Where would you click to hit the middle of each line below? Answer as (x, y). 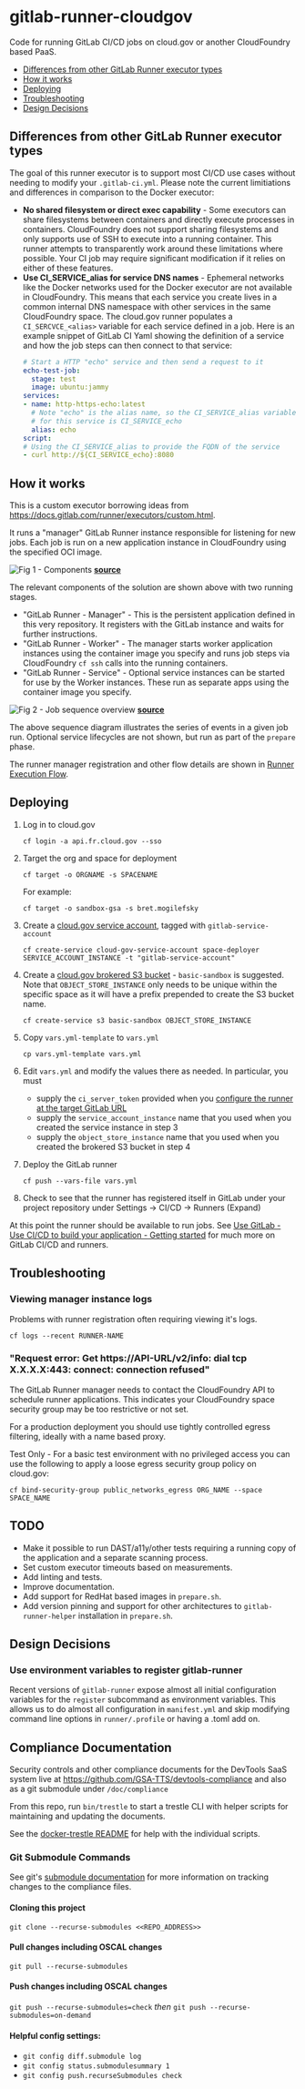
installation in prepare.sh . (125, 1615)
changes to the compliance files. (71, 1887)
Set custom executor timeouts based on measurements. (127, 1567)
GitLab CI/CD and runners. (59, 1244)
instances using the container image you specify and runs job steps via (156, 654)
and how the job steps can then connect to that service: (127, 345)
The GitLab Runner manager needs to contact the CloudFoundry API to (142, 1390)
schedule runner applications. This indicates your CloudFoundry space (142, 1399)
